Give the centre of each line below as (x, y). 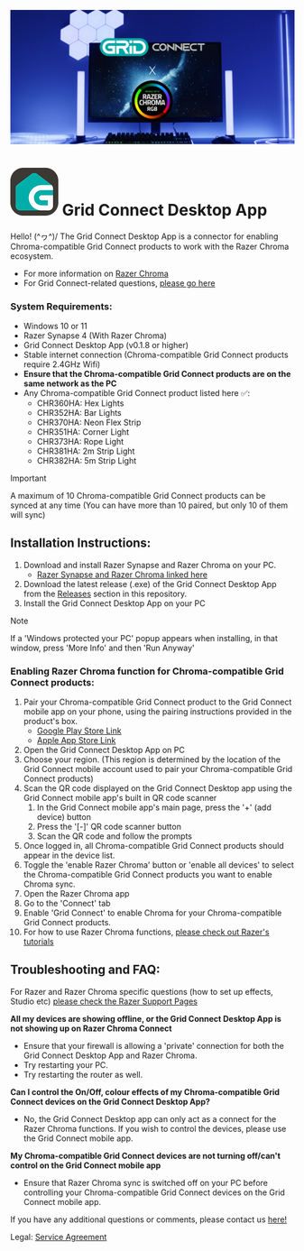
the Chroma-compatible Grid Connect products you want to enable (148, 875)
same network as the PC (70, 383)
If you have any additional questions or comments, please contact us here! (149, 1219)
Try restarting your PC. (66, 1064)
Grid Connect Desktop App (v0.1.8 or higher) (106, 345)
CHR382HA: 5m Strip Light (87, 460)
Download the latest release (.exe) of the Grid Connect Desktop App (150, 584)
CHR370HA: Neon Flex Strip (89, 422)
